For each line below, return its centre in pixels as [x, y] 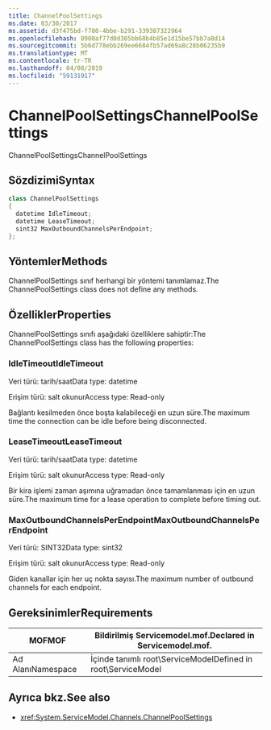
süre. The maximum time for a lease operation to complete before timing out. [135, 499]
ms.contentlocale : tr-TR [50, 61]
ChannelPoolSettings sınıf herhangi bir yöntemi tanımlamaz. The [114, 281]
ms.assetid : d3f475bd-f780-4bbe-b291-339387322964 [95, 31]
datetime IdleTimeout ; [54, 214]
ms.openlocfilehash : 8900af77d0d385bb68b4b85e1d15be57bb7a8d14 [117, 38]
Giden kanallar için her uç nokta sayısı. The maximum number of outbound [131, 579]
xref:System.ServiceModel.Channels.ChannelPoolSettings [116, 717]
